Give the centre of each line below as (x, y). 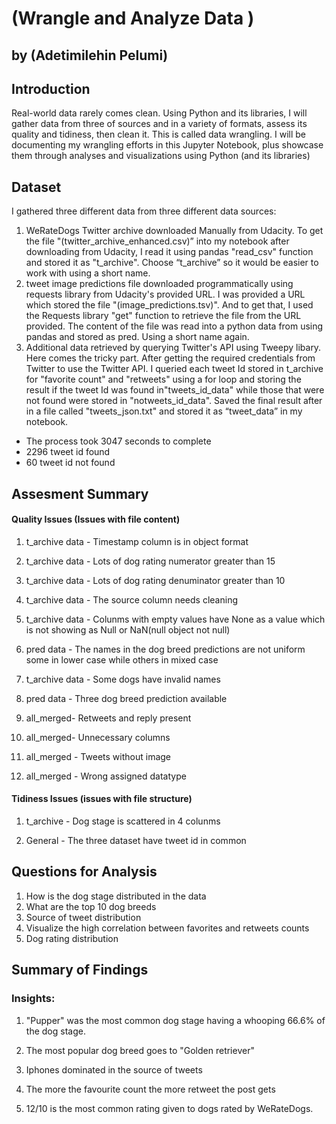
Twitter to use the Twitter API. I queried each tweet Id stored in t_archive (174, 369)
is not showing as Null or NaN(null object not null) (128, 629)
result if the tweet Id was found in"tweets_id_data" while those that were (175, 390)
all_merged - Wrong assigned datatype (106, 776)
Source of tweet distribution (83, 917)
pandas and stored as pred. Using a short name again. (137, 337)
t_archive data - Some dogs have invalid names (123, 679)
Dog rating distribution (72, 938)
